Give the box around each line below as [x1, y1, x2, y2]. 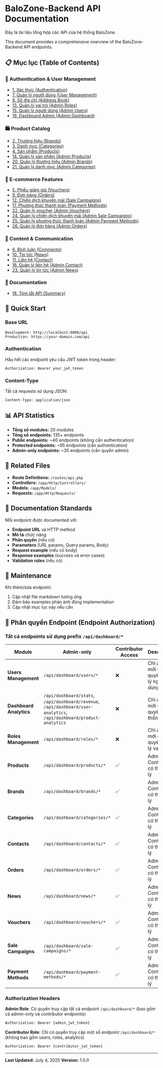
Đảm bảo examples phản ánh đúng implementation [12, 599, 114, 605]
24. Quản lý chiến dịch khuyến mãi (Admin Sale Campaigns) [12, 213, 132, 219]
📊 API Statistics [5, 412, 55, 420]
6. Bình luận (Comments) [12, 246, 62, 252]
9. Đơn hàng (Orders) [12, 192, 55, 198]
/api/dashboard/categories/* [43, 815, 111, 820]
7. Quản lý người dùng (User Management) [12, 92, 97, 98]
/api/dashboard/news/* [43, 893, 96, 899]
